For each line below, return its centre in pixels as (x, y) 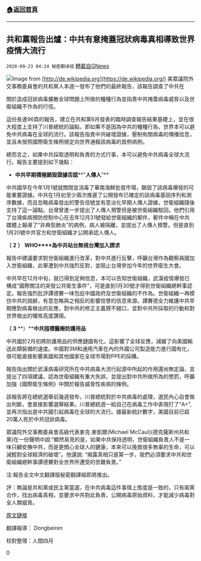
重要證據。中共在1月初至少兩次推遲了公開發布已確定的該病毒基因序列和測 (101, 195)
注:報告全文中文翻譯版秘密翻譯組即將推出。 (60, 475)
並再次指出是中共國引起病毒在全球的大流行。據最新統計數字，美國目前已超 (98, 412)
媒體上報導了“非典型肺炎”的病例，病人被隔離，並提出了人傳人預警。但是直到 (100, 225)
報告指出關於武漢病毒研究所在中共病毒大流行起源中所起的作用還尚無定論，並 (100, 369)
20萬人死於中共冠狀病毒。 (38, 419)
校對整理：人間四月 (30, 541)
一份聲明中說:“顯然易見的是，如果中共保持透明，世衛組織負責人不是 (102, 440)
